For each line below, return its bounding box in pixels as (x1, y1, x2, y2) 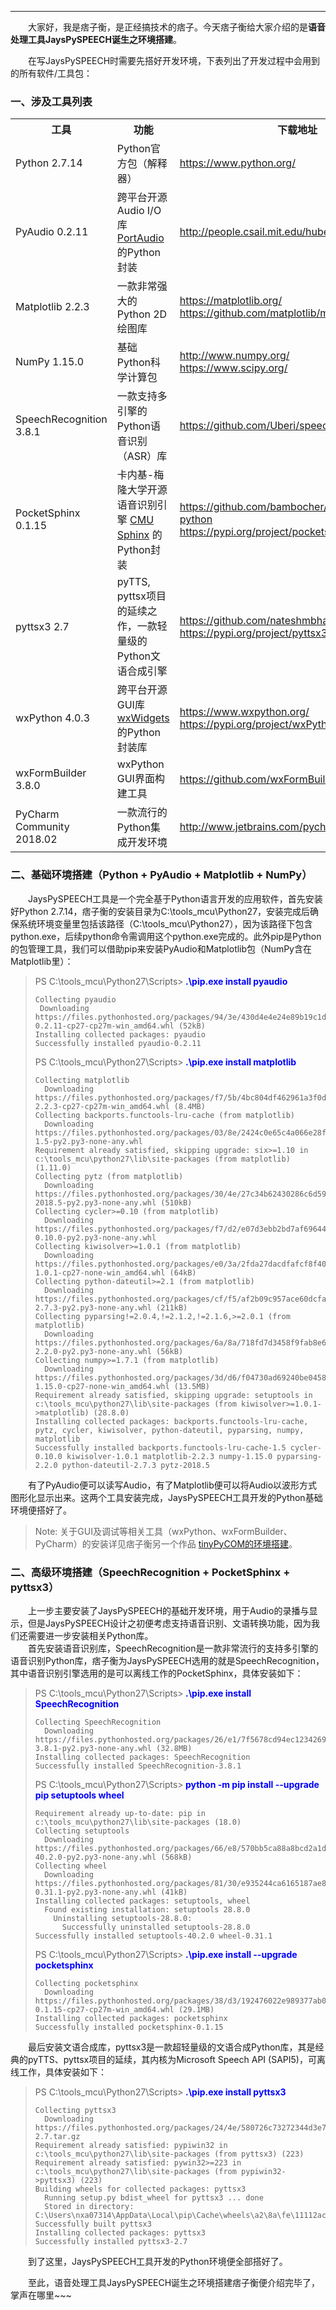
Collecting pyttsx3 (34, 2105, 117, 2115)
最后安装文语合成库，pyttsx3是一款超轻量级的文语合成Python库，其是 (27, 2041, 316, 2053)
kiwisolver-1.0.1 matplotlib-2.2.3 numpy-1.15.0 (66, 1451, 273, 1461)
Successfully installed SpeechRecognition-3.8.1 (34, 1761, 242, 1771)
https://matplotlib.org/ (179, 294, 283, 308)
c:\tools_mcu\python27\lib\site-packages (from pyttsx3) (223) (34, 2149, 305, 2159)
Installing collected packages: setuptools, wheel (34, 1896, 251, 1906)
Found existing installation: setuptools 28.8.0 (44, 1904, 251, 1915)
